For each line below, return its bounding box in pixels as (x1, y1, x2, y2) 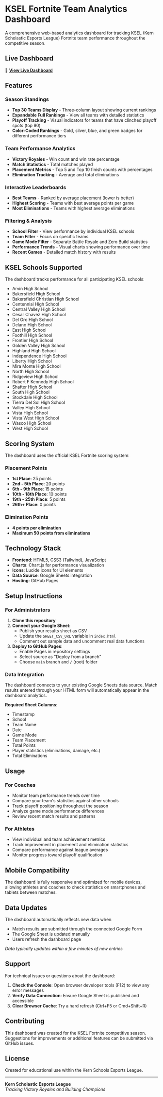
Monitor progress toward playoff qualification (12, 852, 103, 858)
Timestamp (12, 711, 35, 717)
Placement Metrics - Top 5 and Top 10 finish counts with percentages (12, 167, 153, 172)
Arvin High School (12, 286, 49, 292)
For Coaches (5, 781, 36, 788)
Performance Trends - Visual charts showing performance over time (12, 244, 150, 250)
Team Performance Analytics (5, 145, 76, 152)
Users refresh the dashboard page (12, 936, 81, 942)
